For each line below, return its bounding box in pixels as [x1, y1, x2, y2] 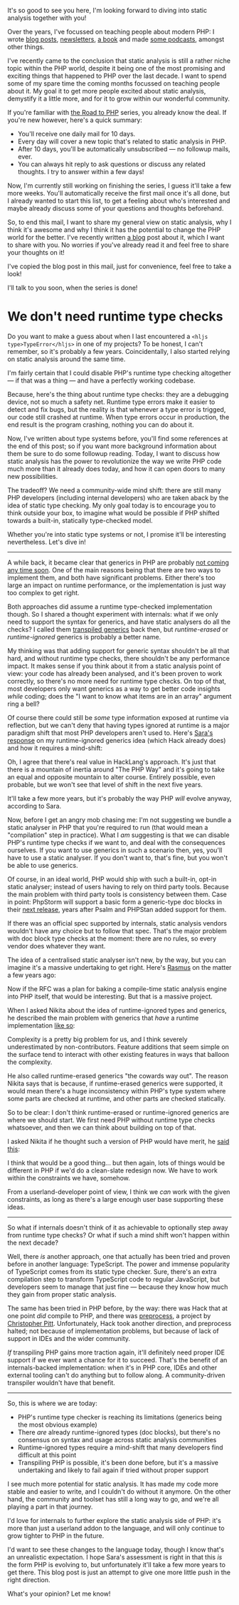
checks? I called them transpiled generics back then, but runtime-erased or [7, 624, 229, 634]
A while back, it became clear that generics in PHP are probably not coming [7, 558, 230, 567]
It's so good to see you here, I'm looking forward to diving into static [7, 6, 208, 14]
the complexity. [7, 1058, 53, 1066]
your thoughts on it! [7, 248, 65, 256]
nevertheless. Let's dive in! [7, 537, 87, 546]
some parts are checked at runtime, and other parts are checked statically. [7, 1094, 226, 1103]
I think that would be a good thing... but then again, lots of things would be [7, 1158, 225, 1167]
